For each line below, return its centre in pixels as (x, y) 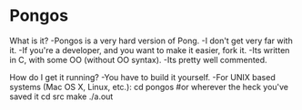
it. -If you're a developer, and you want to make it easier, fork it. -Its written (150, 50)
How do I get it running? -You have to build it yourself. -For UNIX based (142, 77)
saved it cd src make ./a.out (61, 96)
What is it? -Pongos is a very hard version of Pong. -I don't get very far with (151, 41)
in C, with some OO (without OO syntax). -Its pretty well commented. (138, 60)
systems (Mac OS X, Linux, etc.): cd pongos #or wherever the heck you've (149, 87)
